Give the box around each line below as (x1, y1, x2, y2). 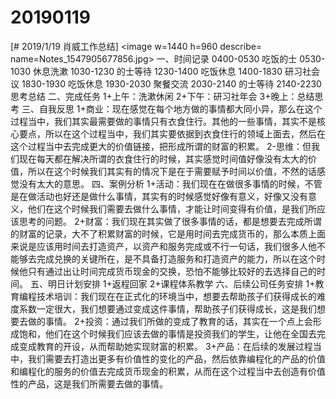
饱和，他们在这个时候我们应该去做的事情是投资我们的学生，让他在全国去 (18, 327, 317, 340)
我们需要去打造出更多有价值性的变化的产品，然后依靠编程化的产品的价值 (27, 352, 326, 365)
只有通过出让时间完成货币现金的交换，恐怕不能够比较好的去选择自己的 (27, 265, 317, 277)
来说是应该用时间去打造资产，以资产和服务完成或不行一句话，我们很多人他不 (10, 240, 326, 252)
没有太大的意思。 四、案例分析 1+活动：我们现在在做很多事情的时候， (18, 177, 305, 190)
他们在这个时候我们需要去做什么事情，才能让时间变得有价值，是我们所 (27, 202, 317, 215)
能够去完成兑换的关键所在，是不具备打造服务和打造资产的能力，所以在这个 (10, 252, 317, 265)
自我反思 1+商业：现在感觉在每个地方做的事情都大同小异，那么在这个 (38, 102, 323, 115)
